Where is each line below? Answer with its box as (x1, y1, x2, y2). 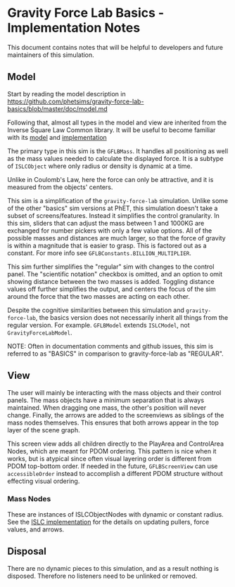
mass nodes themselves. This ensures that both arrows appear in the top (7, 418, 220, 427)
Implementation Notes (7, 20, 141, 36)
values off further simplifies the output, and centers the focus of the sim (7, 285, 216, 293)
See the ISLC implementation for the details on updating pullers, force (7, 517, 210, 526)
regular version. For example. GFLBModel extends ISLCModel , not (7, 321, 190, 329)
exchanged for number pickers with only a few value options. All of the (7, 226, 212, 235)
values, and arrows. (7, 525, 65, 534)
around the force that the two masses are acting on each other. (7, 292, 190, 300)
